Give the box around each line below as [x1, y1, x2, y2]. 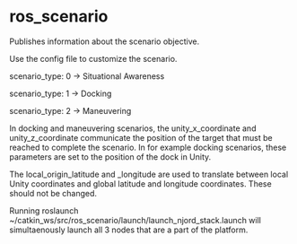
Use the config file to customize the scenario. [9, 53, 178, 64]
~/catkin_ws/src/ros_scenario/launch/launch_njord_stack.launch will [9, 214, 262, 225]
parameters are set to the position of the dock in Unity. [9, 151, 212, 162]
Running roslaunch [9, 205, 79, 216]
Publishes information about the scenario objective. [9, 36, 200, 47]
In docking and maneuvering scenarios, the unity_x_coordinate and [9, 123, 257, 134]
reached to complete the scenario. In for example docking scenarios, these [9, 142, 287, 152]
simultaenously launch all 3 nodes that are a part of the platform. [9, 224, 249, 235]
